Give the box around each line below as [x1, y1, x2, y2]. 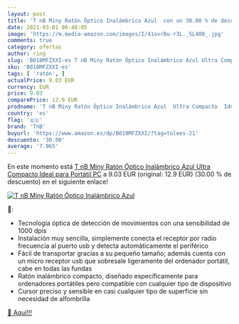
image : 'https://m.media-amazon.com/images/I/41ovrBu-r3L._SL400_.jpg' [7, 30, 224, 38]
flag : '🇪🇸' [7, 116, 43, 123]
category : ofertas [7, 43, 62, 51]
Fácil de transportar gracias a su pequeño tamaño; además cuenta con [17, 249, 225, 258]
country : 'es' [7, 110, 50, 117]
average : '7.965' [7, 143, 59, 150]
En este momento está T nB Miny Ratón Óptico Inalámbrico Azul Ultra [7, 162, 211, 171]
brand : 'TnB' [7, 122, 46, 130]
